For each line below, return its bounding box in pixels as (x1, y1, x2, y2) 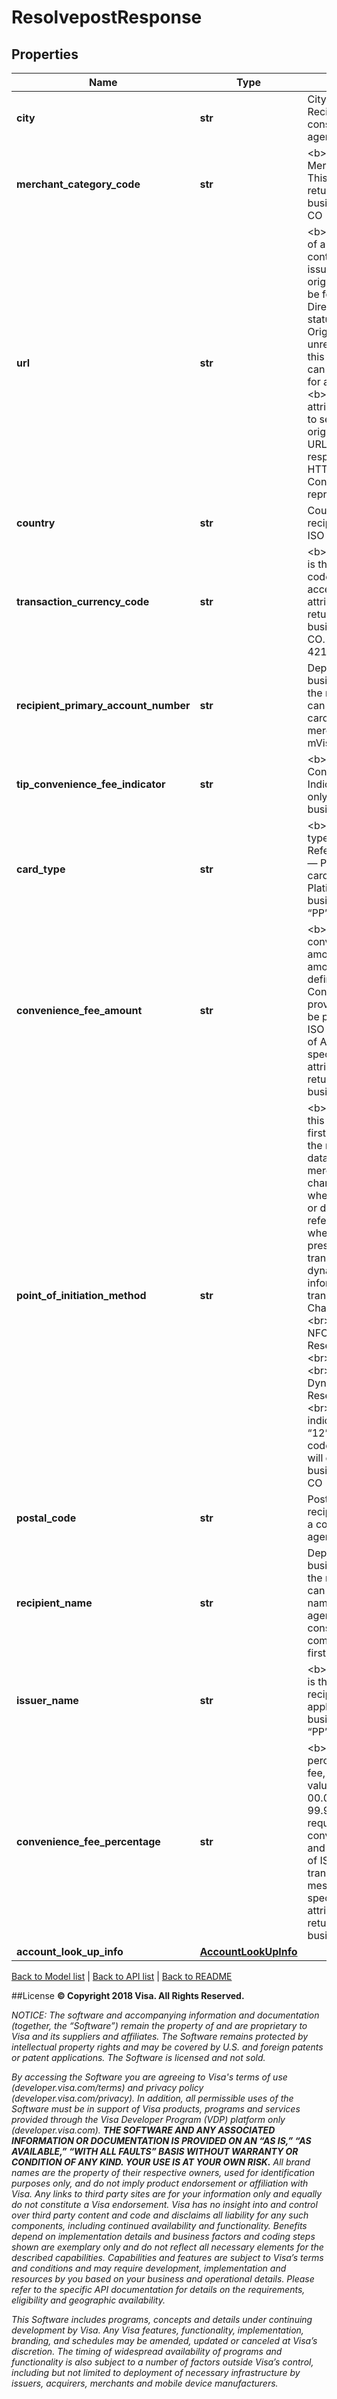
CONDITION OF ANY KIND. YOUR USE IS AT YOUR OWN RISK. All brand (11, 2156, 311, 2168)
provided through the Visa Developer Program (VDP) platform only (11, 2114, 286, 2125)
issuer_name (16, 1694, 79, 1707)
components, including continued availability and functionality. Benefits (11, 2220, 308, 2231)
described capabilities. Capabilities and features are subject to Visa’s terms (11, 2252, 324, 2263)
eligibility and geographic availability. (11, 2294, 166, 2306)
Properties (11, 46, 79, 63)
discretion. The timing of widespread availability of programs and (11, 2346, 283, 2357)
